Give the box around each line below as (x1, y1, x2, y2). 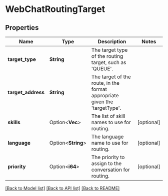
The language (91, 133, 124, 140)
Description (97, 38, 126, 45)
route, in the (91, 80, 120, 86)
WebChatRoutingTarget (5, 3, 105, 15)
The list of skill (91, 113, 125, 119)
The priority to (91, 154, 125, 161)
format (91, 86, 107, 93)
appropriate (91, 92, 119, 99)
